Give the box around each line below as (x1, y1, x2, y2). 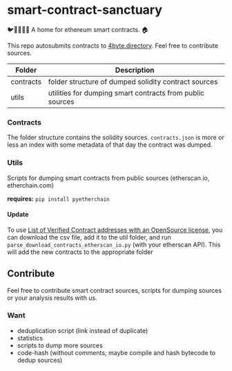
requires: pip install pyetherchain (7, 194, 110, 203)
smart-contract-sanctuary (7, 2, 162, 18)
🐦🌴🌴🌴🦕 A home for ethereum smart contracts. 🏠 (7, 25, 149, 33)
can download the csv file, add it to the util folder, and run (7, 233, 171, 241)
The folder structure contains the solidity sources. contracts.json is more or (7, 134, 224, 142)
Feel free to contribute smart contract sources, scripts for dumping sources (7, 286, 222, 294)
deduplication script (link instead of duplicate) (17, 326, 148, 334)
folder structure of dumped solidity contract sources (48, 77, 218, 87)
